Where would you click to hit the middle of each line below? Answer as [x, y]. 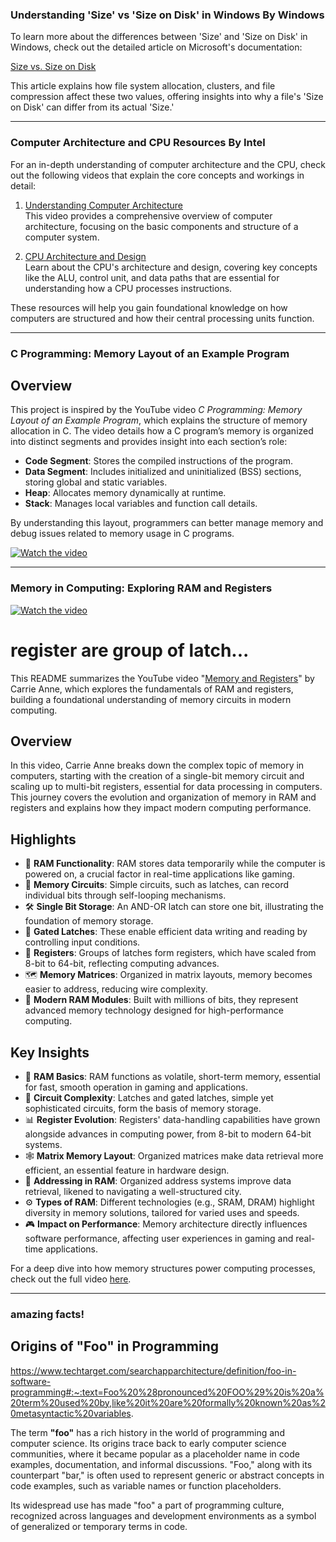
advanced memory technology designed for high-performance [154, 1010]
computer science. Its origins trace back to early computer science [148, 1443]
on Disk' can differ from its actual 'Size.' [92, 107]
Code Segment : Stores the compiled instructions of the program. [159, 461]
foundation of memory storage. [89, 921]
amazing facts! [47, 1314]
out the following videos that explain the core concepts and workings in [157, 175]
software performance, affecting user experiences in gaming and [159, 1238]
